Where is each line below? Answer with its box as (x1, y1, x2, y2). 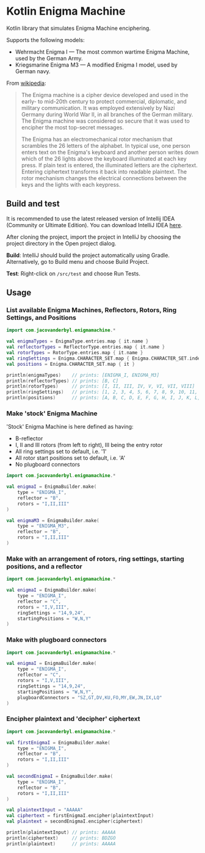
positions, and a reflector (6, 562, 82, 570)
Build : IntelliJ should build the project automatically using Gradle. (6, 252, 170, 259)
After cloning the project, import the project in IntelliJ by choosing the (6, 233, 181, 241)
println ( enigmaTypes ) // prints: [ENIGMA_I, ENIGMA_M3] (6, 372, 160, 378)
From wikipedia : (6, 79, 47, 87)
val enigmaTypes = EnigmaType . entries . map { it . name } (6, 338, 149, 344)
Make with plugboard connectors (6, 636, 107, 644)
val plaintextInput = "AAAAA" (6, 807, 84, 813)
